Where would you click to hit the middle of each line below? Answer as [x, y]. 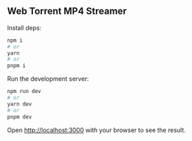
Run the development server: [48, 79]
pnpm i [16, 66]
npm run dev [24, 92]
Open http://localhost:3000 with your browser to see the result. [97, 130]
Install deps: [24, 27]
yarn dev [20, 104]
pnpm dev [20, 117]
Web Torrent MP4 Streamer [67, 11]
